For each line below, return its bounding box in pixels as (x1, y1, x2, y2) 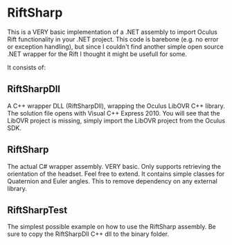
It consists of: (7, 63, 46, 71)
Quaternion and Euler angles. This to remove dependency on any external (7, 176, 218, 185)
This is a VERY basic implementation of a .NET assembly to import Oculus (7, 28, 218, 36)
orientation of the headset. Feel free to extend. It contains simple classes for (7, 170, 225, 178)
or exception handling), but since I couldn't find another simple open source (7, 42, 224, 51)
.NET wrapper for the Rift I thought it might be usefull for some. (7, 50, 187, 58)
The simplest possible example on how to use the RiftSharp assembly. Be (7, 223, 216, 231)
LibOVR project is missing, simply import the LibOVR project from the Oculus (7, 116, 226, 125)
